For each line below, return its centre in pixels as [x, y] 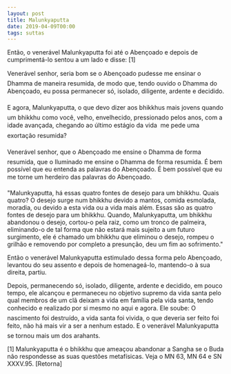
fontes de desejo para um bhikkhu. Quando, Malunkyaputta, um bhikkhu [110, 215]
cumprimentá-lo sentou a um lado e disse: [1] [71, 60]
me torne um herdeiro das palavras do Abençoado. [80, 177]
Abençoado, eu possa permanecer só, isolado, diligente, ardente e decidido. [116, 91]
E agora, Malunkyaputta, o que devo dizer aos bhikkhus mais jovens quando [115, 108]
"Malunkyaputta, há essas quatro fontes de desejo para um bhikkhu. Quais [113, 193]
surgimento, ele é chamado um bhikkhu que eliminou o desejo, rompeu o [111, 237]
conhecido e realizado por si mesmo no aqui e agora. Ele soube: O [102, 308]
